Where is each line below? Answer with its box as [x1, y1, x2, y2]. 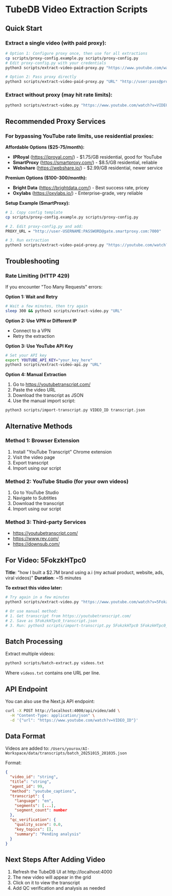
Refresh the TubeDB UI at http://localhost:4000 [12, 869, 113, 875]
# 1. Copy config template [5, 210, 63, 215]
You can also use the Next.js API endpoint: [5, 698, 95, 705]
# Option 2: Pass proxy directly [5, 74, 77, 80]
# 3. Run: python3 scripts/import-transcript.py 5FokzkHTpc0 [5, 623, 139, 628]
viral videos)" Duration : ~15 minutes [5, 575, 82, 581]
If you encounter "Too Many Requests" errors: [5, 283, 103, 290]
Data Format [5, 732, 46, 740]
